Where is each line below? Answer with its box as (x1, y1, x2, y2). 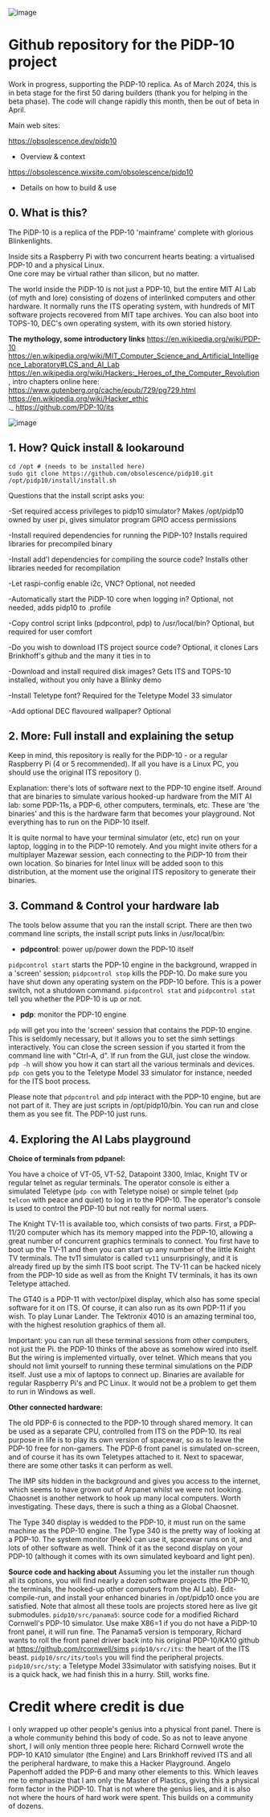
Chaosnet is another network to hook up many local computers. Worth (8, 1493, 241, 1503)
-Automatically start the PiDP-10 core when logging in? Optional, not (8, 594, 234, 604)
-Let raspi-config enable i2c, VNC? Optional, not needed (8, 579, 195, 588)
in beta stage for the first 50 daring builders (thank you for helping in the (8, 88, 248, 97)
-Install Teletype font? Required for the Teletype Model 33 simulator (8, 690, 233, 700)
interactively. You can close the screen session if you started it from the (8, 1042, 246, 1052)
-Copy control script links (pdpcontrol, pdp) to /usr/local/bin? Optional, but (8, 618, 255, 628)
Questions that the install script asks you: (8, 490, 145, 500)
